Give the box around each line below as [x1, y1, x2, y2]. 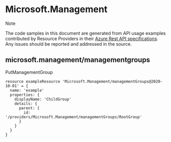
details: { [14, 101, 38, 106]
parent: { [18, 105, 40, 111]
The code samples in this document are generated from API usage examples [5, 30, 166, 36]
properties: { [10, 92, 40, 97]
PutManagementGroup [5, 69, 53, 75]
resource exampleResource [5, 79, 60, 84]
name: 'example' [10, 88, 44, 93]
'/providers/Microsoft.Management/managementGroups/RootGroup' [5, 114, 142, 120]
